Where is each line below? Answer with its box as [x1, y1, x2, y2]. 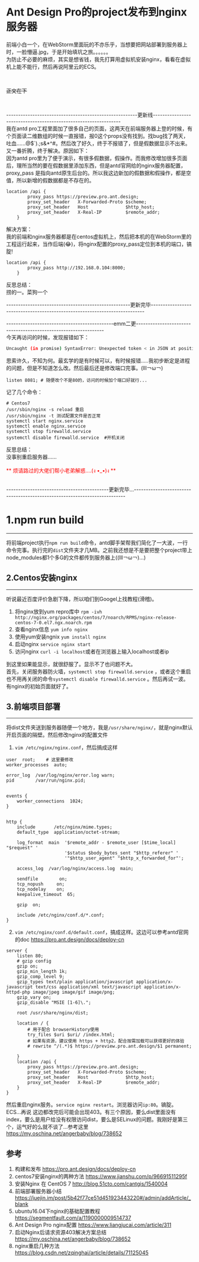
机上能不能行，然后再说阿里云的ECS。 [6, 63, 99, 70]
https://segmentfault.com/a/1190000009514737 [14, 1215, 131, 1222]
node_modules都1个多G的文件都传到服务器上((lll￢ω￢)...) [6, 554, 146, 561]
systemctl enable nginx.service [6, 423, 86, 429]
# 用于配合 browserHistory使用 [27, 1027, 99, 1033]
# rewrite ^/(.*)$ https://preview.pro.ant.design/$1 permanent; [27, 1043, 192, 1049]
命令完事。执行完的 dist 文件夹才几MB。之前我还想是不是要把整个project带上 [6, 546, 192, 554]
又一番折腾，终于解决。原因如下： [6, 147, 89, 154]
